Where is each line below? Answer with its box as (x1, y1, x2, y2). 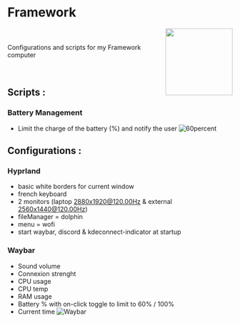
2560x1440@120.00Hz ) (17, 205, 88, 214)
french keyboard (17, 190, 67, 198)
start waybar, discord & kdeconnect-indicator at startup (17, 227, 181, 236)
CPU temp (17, 284, 49, 293)
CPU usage (17, 277, 51, 285)
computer (7, 51, 36, 59)
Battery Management (7, 108, 83, 118)
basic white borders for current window (17, 183, 134, 191)
